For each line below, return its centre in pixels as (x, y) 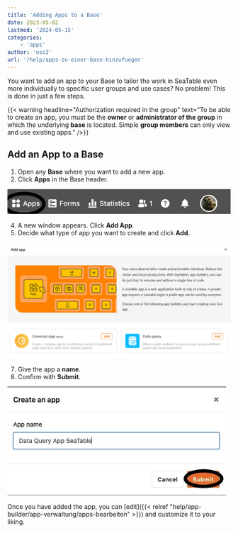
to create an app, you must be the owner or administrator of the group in (115, 117)
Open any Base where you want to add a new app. (91, 172)
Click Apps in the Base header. (63, 179)
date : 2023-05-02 (33, 22)
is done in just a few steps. (46, 96)
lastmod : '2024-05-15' (41, 30)
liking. (16, 522)
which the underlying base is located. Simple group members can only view (119, 125)
